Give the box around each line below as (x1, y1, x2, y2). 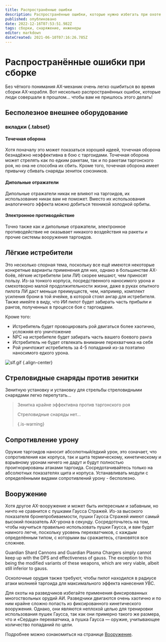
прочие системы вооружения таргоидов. (5, 234, 92, 240)
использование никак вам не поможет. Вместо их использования (5, 196, 145, 202)
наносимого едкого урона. (12, 349, 70, 356)
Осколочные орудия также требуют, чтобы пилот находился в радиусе (5, 575, 157, 581)
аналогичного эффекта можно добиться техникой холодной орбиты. (5, 201, 151, 207)
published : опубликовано (5, 16, 57, 21)
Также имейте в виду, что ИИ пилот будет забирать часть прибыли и (5, 299, 152, 305)
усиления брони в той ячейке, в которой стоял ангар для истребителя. (5, 293, 156, 299)
